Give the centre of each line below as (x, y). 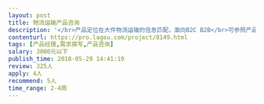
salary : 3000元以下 (38, 52)
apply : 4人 (26, 74)
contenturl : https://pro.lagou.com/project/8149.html (98, 37)
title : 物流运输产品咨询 (44, 23)
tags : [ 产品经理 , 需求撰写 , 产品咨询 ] (61, 45)
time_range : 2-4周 (38, 88)
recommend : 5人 (32, 81)
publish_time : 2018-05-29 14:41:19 (66, 59)
